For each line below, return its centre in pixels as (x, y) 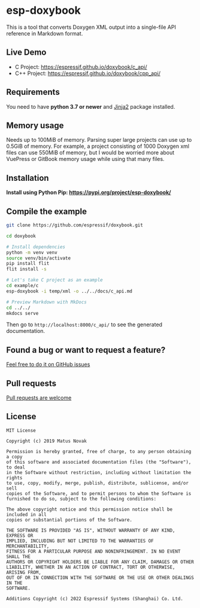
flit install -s (26, 269)
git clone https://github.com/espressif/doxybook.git (75, 225)
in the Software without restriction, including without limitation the (99, 472)
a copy (14, 457)
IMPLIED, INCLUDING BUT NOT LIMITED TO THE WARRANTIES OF (80, 541)
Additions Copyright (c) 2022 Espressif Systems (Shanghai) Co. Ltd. (95, 598)
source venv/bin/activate (38, 258)
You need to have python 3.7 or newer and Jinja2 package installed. (91, 106)
